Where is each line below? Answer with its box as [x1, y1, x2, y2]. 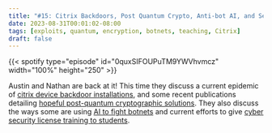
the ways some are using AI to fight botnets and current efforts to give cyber [8, 107, 264, 117]
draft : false [8, 34, 53, 43]
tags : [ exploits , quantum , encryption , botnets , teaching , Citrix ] [8, 27, 241, 35]
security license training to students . [8, 115, 130, 126]
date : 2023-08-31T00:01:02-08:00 [8, 19, 121, 28]
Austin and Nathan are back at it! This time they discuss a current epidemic [8, 81, 259, 91]
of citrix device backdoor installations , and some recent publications [8, 90, 236, 100]
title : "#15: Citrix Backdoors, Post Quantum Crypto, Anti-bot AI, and [8, 11, 255, 20]
